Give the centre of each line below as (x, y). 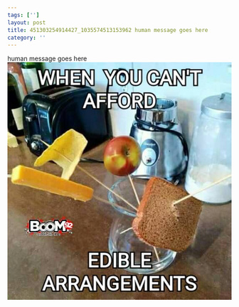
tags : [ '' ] (23, 15)
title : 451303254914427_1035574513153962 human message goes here (108, 30)
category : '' (27, 38)
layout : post (27, 22)
